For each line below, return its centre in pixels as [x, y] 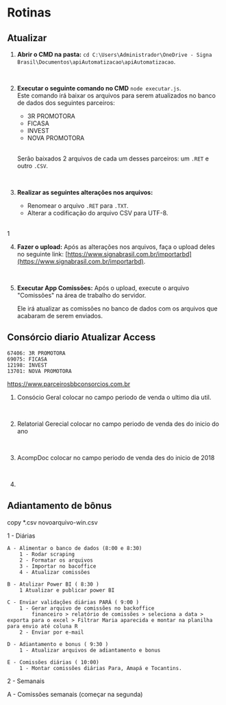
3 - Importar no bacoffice [58, 566]
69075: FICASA [27, 359]
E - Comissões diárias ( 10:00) [53, 662]
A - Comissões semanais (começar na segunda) [75, 694]
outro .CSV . [33, 166]
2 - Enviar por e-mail [52, 632]
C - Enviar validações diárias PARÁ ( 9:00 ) [73, 602]
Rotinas [29, 13]
